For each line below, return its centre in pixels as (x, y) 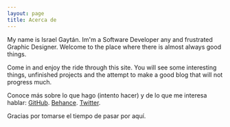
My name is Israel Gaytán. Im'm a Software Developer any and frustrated (110, 39)
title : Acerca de (32, 20)
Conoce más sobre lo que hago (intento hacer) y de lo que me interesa (107, 95)
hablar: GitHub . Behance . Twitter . (54, 102)
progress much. (30, 82)
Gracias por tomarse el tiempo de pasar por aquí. (77, 116)
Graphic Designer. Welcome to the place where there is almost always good (114, 47)
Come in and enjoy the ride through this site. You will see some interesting (112, 67)
